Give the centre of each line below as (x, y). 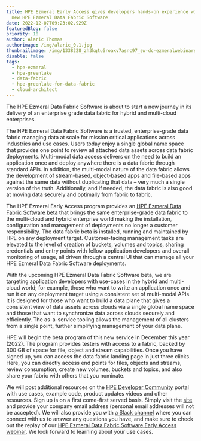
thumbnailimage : (26, 51)
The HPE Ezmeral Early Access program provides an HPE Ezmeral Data (94, 206)
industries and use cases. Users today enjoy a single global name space (95, 144)
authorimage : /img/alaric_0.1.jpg (49, 45)
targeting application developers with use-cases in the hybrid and (87, 281)
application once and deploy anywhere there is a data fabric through (91, 163)
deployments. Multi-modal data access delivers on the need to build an (94, 156)
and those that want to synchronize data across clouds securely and (90, 313)
